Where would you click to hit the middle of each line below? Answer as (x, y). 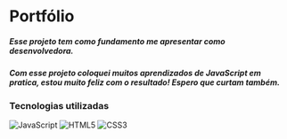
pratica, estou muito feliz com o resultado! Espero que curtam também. (145, 82)
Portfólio (42, 16)
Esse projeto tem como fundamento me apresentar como (117, 41)
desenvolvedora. (41, 50)
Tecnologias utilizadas (59, 105)
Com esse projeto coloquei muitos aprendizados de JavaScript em (135, 73)
